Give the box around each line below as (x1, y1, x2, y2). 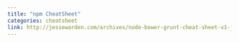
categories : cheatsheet (7, 17, 78, 24)
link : (7, 23, 23, 31)
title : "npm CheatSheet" (7, 10, 81, 18)
